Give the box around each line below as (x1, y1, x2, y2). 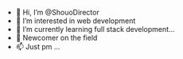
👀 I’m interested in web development (15, 16, 136, 26)
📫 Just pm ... (15, 42, 60, 51)
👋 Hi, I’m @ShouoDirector (15, 8, 99, 17)
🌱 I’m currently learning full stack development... (15, 25, 175, 33)
